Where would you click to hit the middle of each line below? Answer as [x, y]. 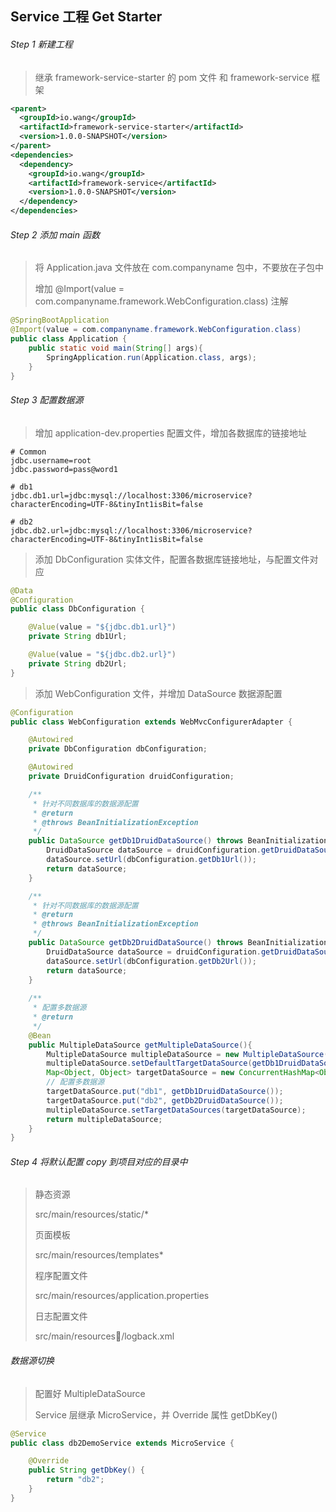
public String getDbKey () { [86, 1470]
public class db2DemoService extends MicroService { [122, 1443]
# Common [28, 452]
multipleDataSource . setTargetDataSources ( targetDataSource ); [176, 1110]
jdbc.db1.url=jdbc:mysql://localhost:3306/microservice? [131, 495]
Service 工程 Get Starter [86, 17]
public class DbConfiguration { [77, 609]
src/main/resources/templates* [99, 1255]
